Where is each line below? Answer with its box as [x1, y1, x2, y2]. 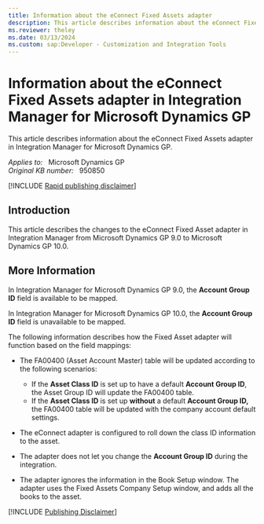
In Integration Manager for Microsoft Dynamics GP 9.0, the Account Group [8, 284, 250, 295]
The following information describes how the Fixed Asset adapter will [8, 332, 232, 342]
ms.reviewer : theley [8, 26, 76, 34]
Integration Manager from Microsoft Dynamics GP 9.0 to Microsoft [8, 233, 222, 242]
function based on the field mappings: [8, 340, 132, 350]
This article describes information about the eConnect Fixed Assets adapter [8, 134, 254, 144]
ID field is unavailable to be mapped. [8, 317, 126, 326]
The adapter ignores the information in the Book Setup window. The [19, 475, 240, 484]
